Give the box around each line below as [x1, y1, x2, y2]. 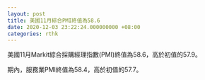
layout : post [7, 10, 46, 18]
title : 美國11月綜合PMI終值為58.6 [7, 17, 100, 24]
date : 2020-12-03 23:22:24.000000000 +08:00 [7, 23, 141, 30]
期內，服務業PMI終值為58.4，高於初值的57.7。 [7, 65, 143, 74]
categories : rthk [7, 30, 59, 38]
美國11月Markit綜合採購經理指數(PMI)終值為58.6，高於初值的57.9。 [7, 50, 201, 59]
